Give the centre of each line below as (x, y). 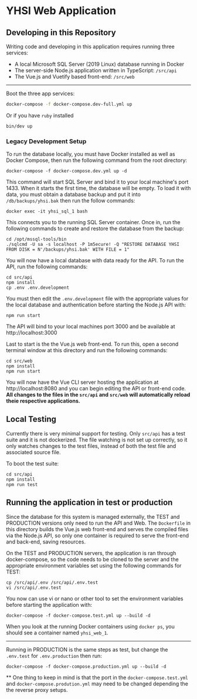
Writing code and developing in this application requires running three (90, 46)
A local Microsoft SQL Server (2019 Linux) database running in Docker (99, 64)
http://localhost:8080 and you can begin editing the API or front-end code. (96, 389)
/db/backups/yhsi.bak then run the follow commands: (71, 201)
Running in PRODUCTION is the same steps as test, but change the (87, 649)
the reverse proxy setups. (37, 690)
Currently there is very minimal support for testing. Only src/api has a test (96, 433)
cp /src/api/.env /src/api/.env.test (52, 582)
